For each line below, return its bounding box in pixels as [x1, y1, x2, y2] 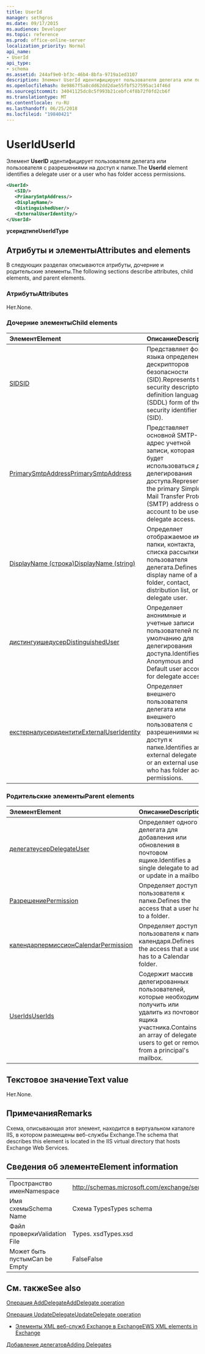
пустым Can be [9, 1254, 53, 1263]
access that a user [138, 904, 192, 913]
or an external [146, 758, 187, 767]
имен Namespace [9, 1187, 60, 1195]
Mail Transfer [146, 492, 185, 501]
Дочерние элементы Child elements [6, 319, 118, 327]
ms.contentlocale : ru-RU [6, 100, 70, 106]
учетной [166, 438, 191, 447]
